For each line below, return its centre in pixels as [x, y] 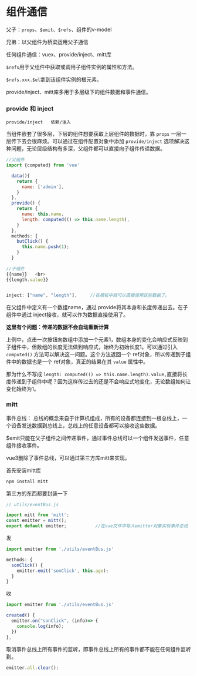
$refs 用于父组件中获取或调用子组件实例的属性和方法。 [72, 67]
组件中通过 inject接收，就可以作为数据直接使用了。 [67, 314]
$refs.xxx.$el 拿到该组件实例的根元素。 [54, 79]
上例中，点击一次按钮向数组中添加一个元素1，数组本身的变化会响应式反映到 [97, 340]
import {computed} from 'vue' [43, 165]
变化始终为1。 [23, 389]
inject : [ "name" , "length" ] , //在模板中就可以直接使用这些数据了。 [88, 295]
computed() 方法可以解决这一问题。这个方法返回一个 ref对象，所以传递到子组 [98, 354]
